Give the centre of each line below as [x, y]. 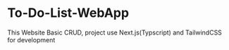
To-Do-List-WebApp [68, 13]
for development [31, 39]
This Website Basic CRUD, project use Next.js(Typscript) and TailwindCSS [114, 32]
